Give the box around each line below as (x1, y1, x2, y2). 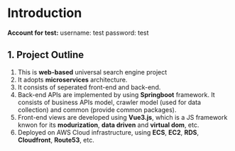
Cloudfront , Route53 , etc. (17, 135, 94, 144)
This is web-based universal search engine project (17, 67, 168, 76)
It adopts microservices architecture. (17, 75, 128, 84)
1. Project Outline (7, 49, 84, 61)
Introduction (7, 5, 82, 21)
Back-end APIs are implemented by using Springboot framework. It (17, 90, 215, 99)
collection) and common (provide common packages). (17, 105, 177, 114)
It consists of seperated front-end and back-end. (17, 83, 161, 91)
